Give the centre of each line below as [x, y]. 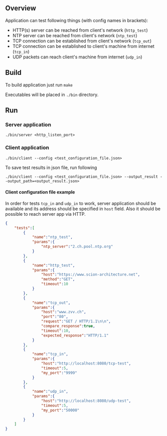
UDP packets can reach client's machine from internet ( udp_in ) [77, 57]
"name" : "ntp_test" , [52, 237]
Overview [21, 8]
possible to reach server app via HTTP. [46, 214]
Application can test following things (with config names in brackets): [77, 20]
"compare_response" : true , [68, 326]
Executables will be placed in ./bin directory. [52, 95]
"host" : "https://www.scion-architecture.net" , [91, 275]
